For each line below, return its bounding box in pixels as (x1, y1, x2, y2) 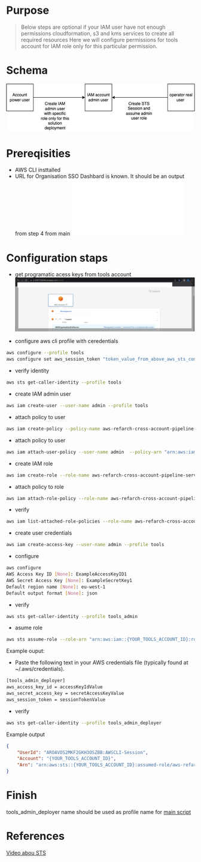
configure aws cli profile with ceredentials (14, 337, 118, 345)
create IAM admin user (14, 390, 71, 397)
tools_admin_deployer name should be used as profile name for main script (6, 808, 191, 815)
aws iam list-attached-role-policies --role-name (6, 519, 133, 525)
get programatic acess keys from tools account (14, 271, 132, 278)
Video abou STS (6, 849, 47, 856)
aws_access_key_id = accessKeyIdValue (6, 684, 103, 690)
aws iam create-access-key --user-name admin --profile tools (6, 542, 165, 548)
